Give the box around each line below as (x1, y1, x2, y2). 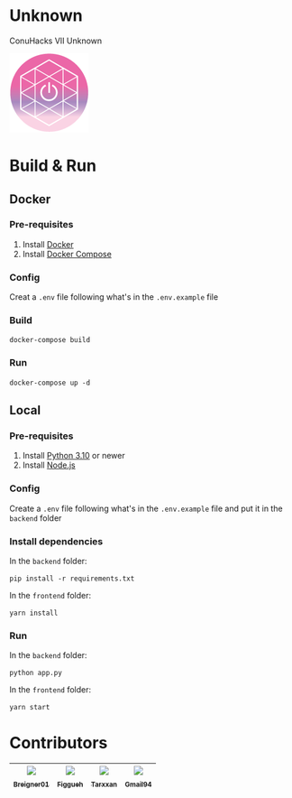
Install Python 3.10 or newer (22, 450, 125, 461)
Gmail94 (124, 780, 152, 789)
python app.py (9, 669, 63, 678)
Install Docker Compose (22, 248, 113, 259)
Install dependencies (9, 534, 104, 547)
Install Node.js (22, 459, 76, 470)
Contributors (9, 733, 108, 754)
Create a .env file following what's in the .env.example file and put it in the (9, 503, 283, 514)
